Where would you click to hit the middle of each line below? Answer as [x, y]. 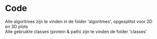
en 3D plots [16, 26]
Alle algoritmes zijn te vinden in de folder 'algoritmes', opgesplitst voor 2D [79, 21]
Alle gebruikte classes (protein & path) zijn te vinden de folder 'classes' [76, 31]
